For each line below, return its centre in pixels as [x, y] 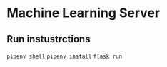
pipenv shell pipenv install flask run [65, 56]
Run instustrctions [49, 39]
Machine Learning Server [83, 13]
